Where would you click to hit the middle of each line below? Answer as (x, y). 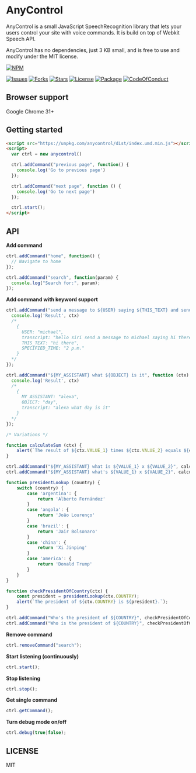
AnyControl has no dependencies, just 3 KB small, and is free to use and (93, 50)
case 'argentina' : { (52, 494)
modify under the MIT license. (42, 56)
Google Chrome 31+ (30, 111)
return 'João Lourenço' (66, 515)
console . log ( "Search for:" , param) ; (56, 283)
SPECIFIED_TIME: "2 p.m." (53, 348)
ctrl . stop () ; (22, 689)
